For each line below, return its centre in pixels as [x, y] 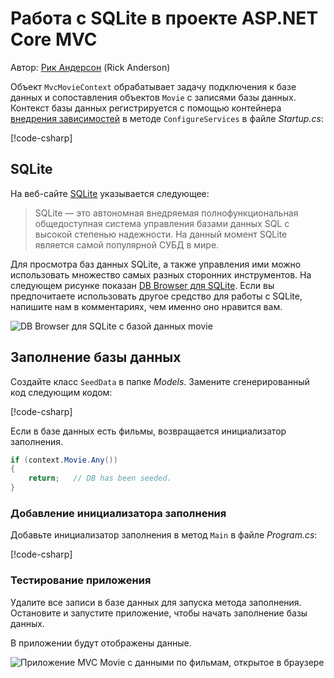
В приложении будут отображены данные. [101, 643]
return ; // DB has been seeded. [100, 478]
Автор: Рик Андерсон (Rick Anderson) [90, 67]
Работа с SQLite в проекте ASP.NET [164, 18]
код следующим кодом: [61, 392]
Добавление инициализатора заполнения [118, 513]
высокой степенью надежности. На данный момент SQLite [161, 234]
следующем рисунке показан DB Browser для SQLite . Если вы [142, 285]
